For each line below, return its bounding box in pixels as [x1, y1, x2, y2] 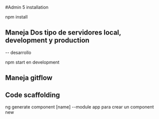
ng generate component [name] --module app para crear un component [5, 104, 154, 110]
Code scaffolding [5, 90, 60, 99]
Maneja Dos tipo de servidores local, [5, 28, 121, 37]
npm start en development [5, 59, 60, 65]
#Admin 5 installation [5, 4, 49, 10]
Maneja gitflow [5, 73, 52, 82]
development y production [5, 36, 90, 44]
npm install [5, 14, 28, 19]
